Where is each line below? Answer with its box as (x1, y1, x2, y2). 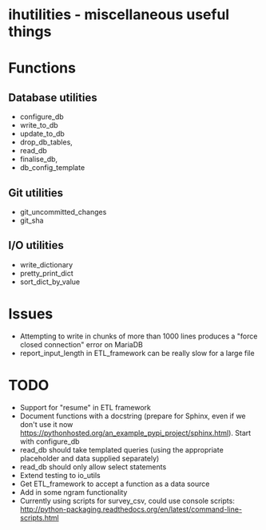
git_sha (19, 216, 44, 225)
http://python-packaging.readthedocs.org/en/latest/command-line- (19, 504, 242, 514)
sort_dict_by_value (19, 277, 81, 287)
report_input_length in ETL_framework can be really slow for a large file (19, 348, 255, 358)
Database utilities (8, 90, 97, 105)
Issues (8, 305, 54, 322)
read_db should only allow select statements (19, 461, 167, 472)
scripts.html (19, 512, 59, 522)
